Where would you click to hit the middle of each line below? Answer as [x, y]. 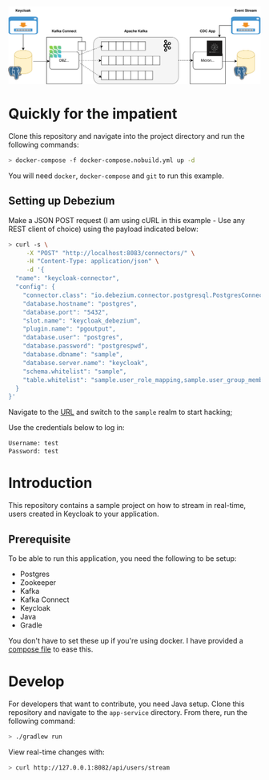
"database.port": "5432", [66, 312]
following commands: [44, 144]
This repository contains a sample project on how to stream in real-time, [127, 506]
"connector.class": [55, 295]
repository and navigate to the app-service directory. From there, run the [128, 712]
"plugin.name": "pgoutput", [69, 329]
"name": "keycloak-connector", [68, 278]
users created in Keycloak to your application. [84, 514]
